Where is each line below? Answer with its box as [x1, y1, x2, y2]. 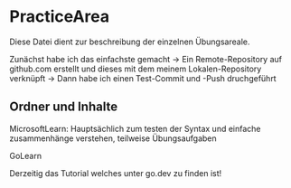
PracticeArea [9, 6, 110, 27]
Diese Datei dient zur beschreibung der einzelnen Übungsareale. [9, 36, 250, 47]
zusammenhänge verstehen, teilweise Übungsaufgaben [9, 133, 217, 144]
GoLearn [9, 150, 42, 161]
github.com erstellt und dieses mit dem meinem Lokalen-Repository [9, 63, 262, 74]
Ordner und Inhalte [9, 99, 118, 115]
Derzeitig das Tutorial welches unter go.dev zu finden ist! [9, 167, 222, 178]
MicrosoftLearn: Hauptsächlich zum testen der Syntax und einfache [9, 123, 261, 134]
